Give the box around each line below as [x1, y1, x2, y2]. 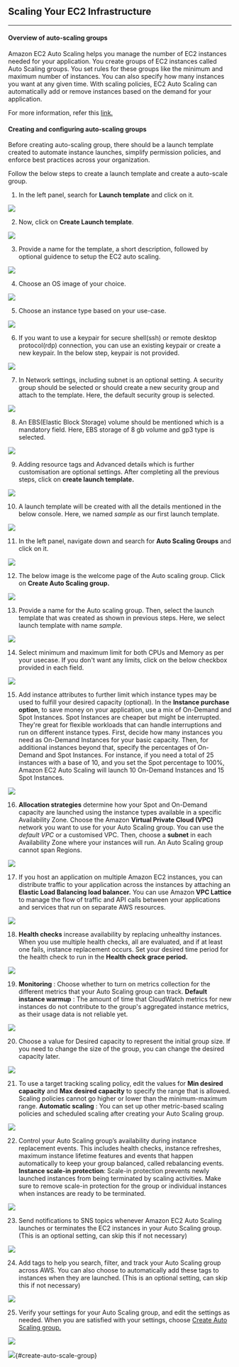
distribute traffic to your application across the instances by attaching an [18, 881, 231, 889]
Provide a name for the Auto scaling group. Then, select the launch [18, 606, 215, 615]
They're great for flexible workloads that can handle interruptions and [18, 721, 222, 729]
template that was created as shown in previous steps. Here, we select [18, 614, 226, 622]
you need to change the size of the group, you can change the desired [18, 1045, 225, 1053]
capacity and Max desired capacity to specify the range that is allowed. [18, 1086, 231, 1096]
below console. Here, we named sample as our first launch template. [18, 510, 219, 518]
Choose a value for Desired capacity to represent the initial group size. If [18, 1037, 230, 1046]
